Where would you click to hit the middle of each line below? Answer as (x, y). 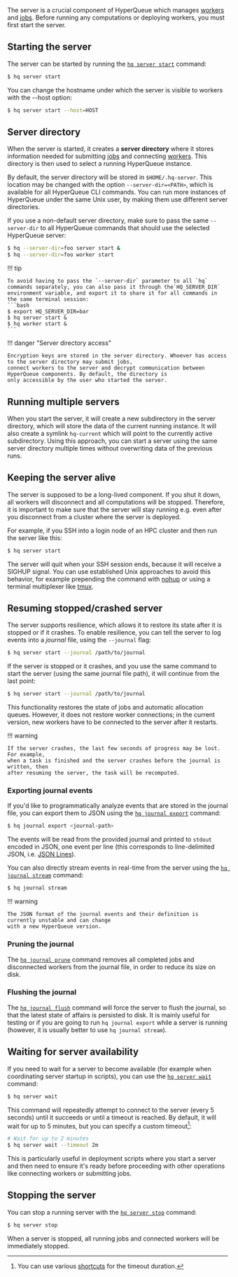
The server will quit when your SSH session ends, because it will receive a (114, 564)
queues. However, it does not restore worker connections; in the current (111, 715)
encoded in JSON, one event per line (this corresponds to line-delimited (111, 847)
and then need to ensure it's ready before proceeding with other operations (116, 1166)
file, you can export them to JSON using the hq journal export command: (114, 813)
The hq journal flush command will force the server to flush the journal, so (117, 1008)
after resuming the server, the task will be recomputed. (93, 773)
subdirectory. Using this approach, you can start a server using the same (112, 441)
